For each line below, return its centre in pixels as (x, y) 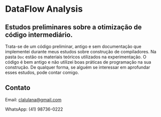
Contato (18, 88)
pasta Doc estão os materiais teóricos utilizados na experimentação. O (76, 57)
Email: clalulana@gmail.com (33, 99)
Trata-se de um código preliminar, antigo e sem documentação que (73, 47)
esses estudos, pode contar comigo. (42, 72)
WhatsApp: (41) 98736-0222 (34, 109)
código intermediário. (39, 35)
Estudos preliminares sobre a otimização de (73, 27)
